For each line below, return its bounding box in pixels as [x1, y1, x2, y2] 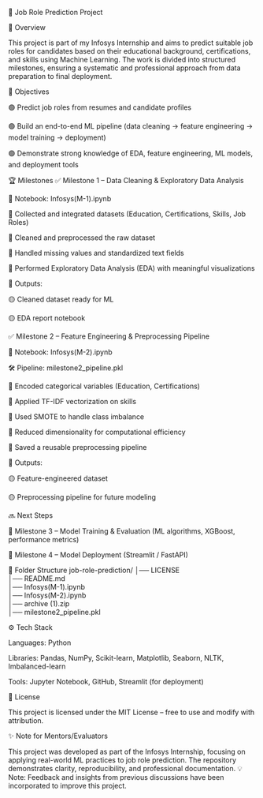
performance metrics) [8, 535, 80, 544]
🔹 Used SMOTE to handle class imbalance [8, 412, 145, 421]
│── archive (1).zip [8, 599, 70, 608]
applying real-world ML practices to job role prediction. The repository [8, 755, 237, 765]
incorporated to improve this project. [8, 781, 128, 790]
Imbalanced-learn [8, 661, 66, 671]
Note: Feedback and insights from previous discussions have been [8, 773, 224, 781]
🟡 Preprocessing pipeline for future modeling [8, 493, 156, 501]
